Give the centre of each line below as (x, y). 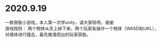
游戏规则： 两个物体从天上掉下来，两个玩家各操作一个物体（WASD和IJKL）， (82, 28)
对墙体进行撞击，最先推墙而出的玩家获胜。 (48, 34)
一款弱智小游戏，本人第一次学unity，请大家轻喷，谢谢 (59, 22)
